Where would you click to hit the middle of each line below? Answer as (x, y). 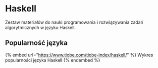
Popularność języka (36, 43)
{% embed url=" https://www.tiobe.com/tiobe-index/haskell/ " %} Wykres (79, 55)
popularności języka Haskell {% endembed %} (53, 60)
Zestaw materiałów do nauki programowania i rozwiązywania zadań (74, 22)
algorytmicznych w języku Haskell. (40, 27)
